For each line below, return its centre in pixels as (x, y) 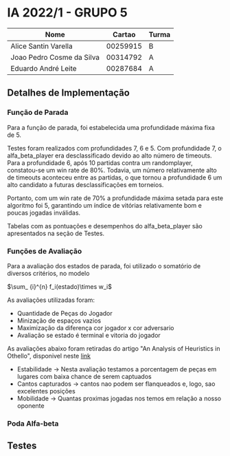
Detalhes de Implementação (69, 93)
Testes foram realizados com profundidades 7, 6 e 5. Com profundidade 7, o (114, 148)
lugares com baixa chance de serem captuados (84, 376)
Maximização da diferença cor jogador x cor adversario (95, 327)
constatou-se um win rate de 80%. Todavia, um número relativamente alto (112, 170)
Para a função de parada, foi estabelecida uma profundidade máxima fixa (111, 127)
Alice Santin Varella (42, 46)
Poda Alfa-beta (33, 423)
